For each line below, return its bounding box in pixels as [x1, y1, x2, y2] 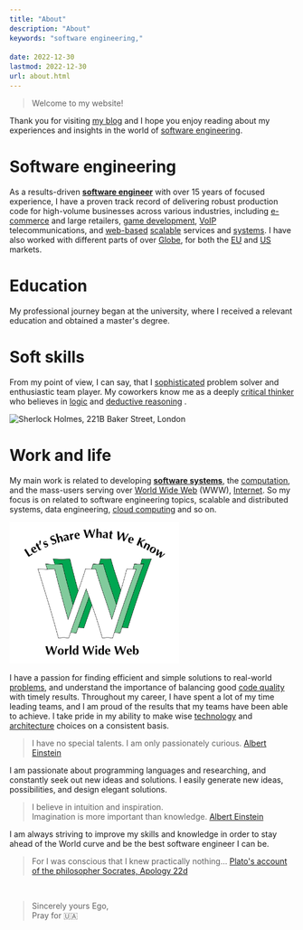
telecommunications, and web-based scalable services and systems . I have [9, 224, 292, 235]
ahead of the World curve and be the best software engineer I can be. [9, 839, 270, 850]
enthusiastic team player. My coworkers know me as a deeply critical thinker [9, 386, 294, 397]
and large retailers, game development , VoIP [51, 215, 217, 226]
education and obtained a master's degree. [9, 315, 170, 325]
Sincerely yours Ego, [31, 900, 109, 912]
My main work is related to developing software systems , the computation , [9, 474, 291, 485]
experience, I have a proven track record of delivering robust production [9, 195, 279, 207]
